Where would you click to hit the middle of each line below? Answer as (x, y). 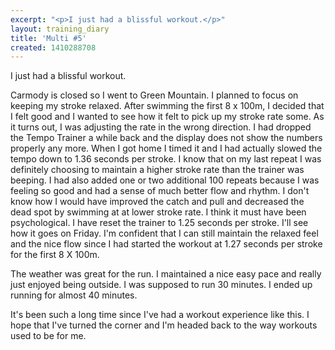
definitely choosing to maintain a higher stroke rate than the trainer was (157, 170)
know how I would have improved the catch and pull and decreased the (157, 202)
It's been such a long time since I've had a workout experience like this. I (160, 315)
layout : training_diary (60, 29)
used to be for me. (48, 336)
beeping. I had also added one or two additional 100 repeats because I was (165, 180)
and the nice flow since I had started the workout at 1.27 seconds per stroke (166, 244)
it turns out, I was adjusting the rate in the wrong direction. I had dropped (161, 127)
